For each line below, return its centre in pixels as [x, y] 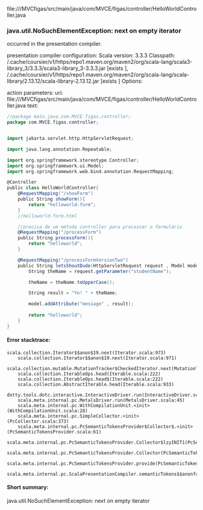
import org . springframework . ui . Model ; [55, 166]
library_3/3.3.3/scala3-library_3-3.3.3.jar [56, 68]
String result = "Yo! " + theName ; [73, 293]
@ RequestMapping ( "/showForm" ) [56, 194]
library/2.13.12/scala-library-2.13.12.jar [53, 81]
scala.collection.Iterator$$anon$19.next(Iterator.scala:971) [97, 358]
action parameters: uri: [35, 93]
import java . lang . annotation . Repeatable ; [60, 149]
